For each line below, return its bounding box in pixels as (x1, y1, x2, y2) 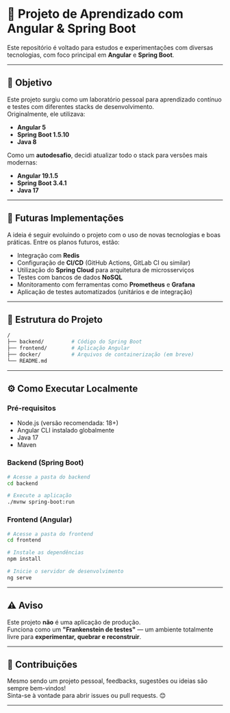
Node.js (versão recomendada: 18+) (16, 419, 118, 427)
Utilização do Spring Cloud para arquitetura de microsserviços (16, 265, 194, 274)
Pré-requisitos (7, 404, 56, 413)
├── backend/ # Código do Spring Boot (7, 339, 142, 346)
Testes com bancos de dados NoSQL (16, 273, 123, 281)
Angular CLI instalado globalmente (16, 426, 115, 435)
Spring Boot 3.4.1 (16, 178, 67, 187)
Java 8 (16, 137, 37, 146)
